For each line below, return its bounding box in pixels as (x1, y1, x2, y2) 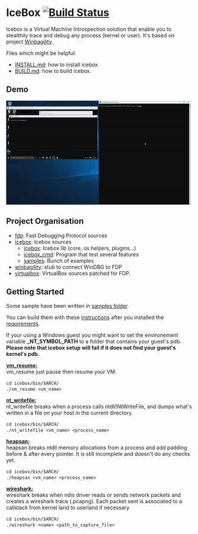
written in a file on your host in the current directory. (6, 409, 133, 417)
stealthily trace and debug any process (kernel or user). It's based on (6, 31, 175, 38)
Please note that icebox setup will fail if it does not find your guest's (6, 344, 176, 352)
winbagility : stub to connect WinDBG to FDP (14, 263, 122, 271)
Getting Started (6, 287, 64, 297)
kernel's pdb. (6, 350, 40, 358)
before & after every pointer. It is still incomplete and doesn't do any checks (6, 451, 190, 458)
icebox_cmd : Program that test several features (23, 250, 139, 258)
